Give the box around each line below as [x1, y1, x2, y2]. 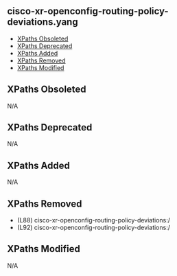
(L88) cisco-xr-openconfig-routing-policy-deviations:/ [16, 216, 170, 225]
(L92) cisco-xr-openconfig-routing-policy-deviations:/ [16, 223, 170, 232]
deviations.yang [7, 16, 78, 28]
